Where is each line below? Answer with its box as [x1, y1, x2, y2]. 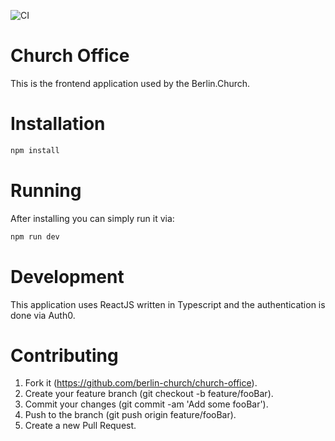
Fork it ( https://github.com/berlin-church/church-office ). [24, 377, 258, 389]
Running [10, 179, 82, 202]
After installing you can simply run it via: [10, 212, 175, 224]
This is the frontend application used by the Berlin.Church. [10, 77, 251, 89]
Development [10, 265, 125, 288]
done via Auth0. [10, 309, 76, 321]
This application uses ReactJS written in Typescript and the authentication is [10, 298, 326, 310]
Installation [10, 113, 106, 135]
